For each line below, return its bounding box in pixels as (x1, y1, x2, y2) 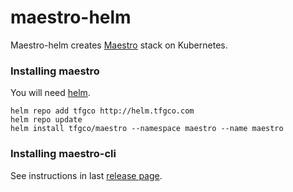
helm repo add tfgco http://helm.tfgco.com (10, 106, 195, 116)
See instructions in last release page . (10, 169, 163, 181)
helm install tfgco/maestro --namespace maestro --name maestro (10, 124, 284, 134)
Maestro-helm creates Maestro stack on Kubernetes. (10, 39, 228, 51)
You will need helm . (10, 87, 91, 99)
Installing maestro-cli (10, 147, 117, 161)
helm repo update (10, 115, 83, 125)
